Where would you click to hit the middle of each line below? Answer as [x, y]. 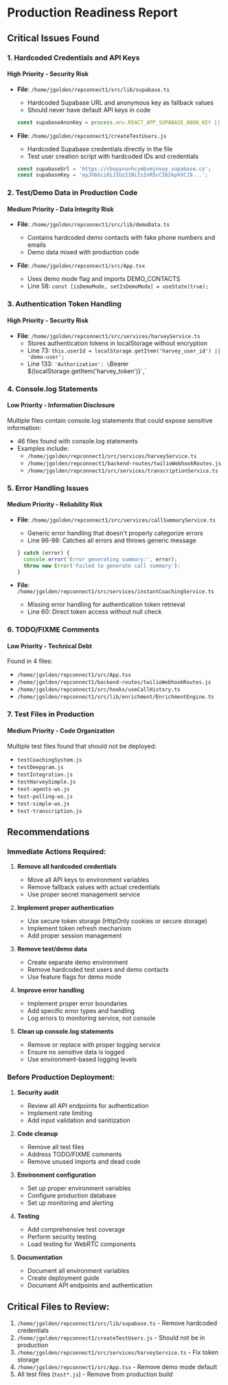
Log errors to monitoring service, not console [91, 1018]
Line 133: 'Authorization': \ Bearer [78, 364]
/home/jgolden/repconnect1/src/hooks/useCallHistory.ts [99, 690]
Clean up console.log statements [65, 1032]
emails [37, 245]
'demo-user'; [46, 357]
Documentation [40, 1257]
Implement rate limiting [60, 1113]
